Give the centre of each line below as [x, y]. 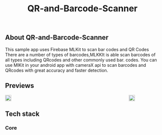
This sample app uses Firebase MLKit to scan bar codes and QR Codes [77, 49]
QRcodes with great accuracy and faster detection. [57, 70]
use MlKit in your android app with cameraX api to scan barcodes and [76, 65]
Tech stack [22, 114]
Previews [20, 86]
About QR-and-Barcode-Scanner [57, 38]
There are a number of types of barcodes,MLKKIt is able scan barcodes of [80, 54]
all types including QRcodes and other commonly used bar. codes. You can [81, 60]
